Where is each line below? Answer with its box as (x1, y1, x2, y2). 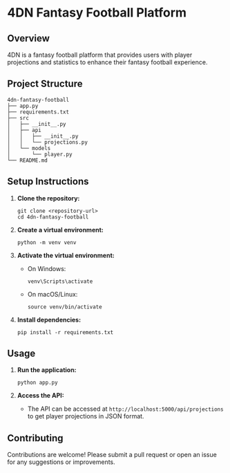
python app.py (17, 379, 58, 387)
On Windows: (27, 264, 66, 272)
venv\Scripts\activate (27, 278, 93, 285)
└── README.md (7, 157, 48, 164)
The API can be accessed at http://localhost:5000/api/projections (27, 405, 224, 413)
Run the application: (17, 366, 77, 374)
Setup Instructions (7, 176, 89, 187)
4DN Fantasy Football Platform (7, 5, 187, 21)
